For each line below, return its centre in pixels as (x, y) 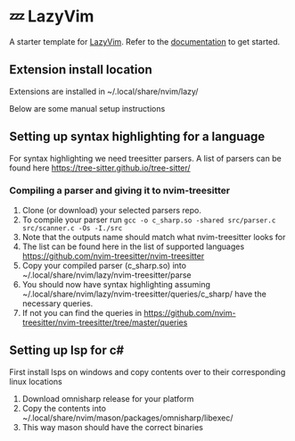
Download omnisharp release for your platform (108, 398)
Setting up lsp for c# (67, 350)
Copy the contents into (64, 408)
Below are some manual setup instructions (87, 108)
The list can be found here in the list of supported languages (133, 246)
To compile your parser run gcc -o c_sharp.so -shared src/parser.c (149, 220)
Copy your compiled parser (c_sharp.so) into (104, 265)
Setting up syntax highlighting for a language (137, 137)
